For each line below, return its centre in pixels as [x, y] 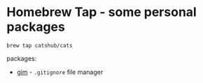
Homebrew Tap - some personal [101, 12]
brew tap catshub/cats [40, 45]
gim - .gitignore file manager [60, 72]
